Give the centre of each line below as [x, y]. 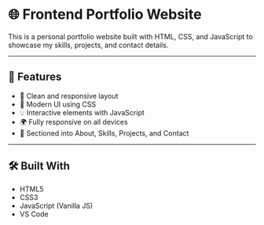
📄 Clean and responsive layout [69, 96]
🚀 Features [35, 77]
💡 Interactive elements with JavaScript [82, 112]
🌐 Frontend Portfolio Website [105, 15]
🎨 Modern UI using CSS [58, 104]
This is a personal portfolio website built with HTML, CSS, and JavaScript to [130, 36]
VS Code [34, 214]
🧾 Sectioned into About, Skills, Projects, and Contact [104, 133]
